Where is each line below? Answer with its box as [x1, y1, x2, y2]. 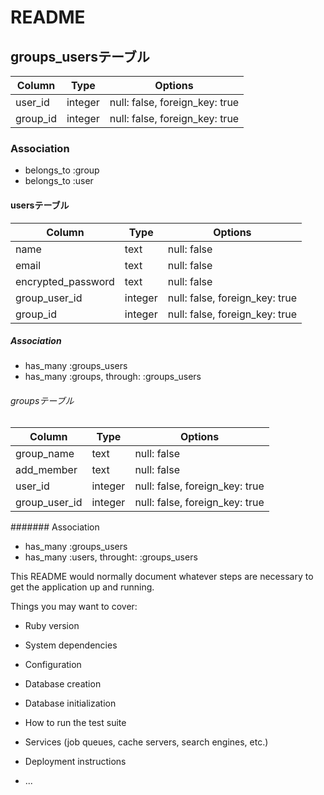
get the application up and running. [10, 581, 155, 593]
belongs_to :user [24, 175, 94, 187]
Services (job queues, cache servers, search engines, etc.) [24, 736, 269, 748]
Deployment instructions [24, 755, 127, 767]
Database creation [24, 677, 102, 690]
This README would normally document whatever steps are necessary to [10, 570, 314, 582]
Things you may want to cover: [10, 600, 138, 612]
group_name [15, 446, 75, 460]
